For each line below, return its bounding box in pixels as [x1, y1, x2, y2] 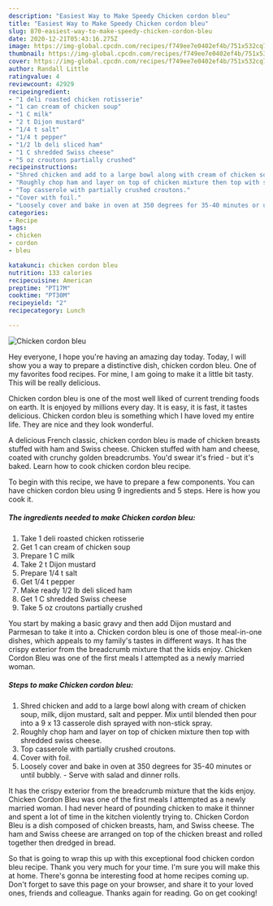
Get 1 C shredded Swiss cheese [19, 593, 128, 603]
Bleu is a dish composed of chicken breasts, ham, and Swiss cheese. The [8, 820, 254, 830]
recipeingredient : [8, 87, 71, 96]
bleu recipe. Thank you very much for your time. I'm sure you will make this [8, 862, 260, 872]
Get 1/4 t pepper [19, 576, 76, 586]
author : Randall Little [8, 65, 89, 73]
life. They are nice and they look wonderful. [8, 419, 154, 429]
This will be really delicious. [8, 378, 102, 387]
